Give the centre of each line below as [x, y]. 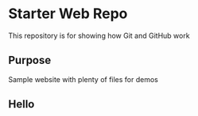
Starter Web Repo [68, 14]
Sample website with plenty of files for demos [83, 79]
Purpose [30, 60]
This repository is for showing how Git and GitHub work [99, 36]
